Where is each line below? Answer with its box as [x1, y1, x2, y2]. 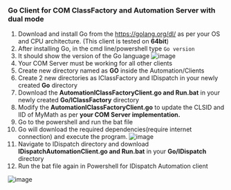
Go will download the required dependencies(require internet [17, 125, 192, 133]
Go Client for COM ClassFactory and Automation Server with [8, 6, 216, 15]
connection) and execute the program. [17, 133, 128, 141]
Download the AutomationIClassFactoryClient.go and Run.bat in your [17, 88, 221, 97]
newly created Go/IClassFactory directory [17, 96, 140, 104]
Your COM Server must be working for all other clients [17, 59, 172, 68]
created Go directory [17, 82, 78, 90]
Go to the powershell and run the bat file [17, 118, 133, 126]
